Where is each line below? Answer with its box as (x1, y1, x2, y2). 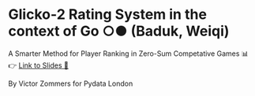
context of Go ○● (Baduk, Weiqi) (8, 22, 230, 40)
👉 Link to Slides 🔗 (8, 61, 69, 70)
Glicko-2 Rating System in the (8, 6, 208, 24)
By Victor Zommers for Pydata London (8, 79, 133, 88)
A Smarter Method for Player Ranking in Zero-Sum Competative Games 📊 (8, 49, 249, 58)
